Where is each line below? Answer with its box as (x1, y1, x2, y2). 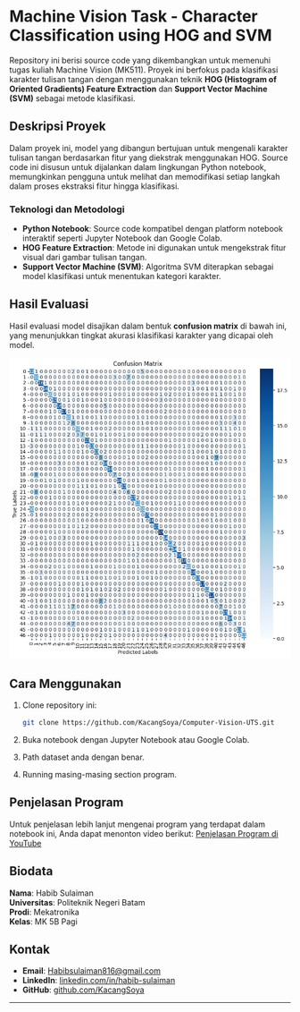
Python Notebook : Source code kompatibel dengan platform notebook (21, 224, 284, 234)
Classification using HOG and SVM (9, 25, 272, 46)
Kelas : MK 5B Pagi (9, 915, 78, 927)
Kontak (9, 942, 51, 957)
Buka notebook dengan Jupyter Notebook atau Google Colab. (21, 735, 250, 745)
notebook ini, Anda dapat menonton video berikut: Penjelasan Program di (9, 828, 279, 838)
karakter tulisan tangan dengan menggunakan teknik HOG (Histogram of (9, 73, 277, 84)
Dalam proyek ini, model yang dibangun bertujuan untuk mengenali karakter (9, 142, 288, 153)
